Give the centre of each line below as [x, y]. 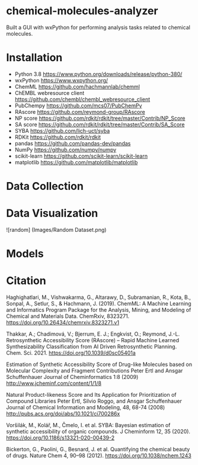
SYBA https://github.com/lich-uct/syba [62, 130]
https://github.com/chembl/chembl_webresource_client [82, 99]
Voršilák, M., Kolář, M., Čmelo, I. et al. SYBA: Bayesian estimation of [88, 425]
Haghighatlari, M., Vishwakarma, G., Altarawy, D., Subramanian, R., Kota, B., [99, 297]
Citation [26, 281]
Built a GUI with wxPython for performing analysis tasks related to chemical [98, 27]
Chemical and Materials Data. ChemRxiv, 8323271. [68, 316]
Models [25, 254]
